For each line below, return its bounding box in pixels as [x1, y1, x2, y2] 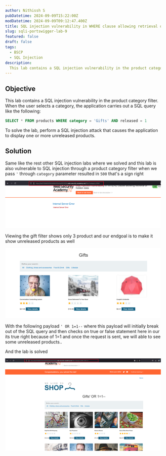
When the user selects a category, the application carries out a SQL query [5, 103, 156, 109]
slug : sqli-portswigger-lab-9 [5, 29, 68, 34]
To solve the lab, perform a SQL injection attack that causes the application [5, 127, 158, 133]
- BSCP [9, 50, 23, 55]
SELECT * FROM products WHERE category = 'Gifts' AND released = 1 [5, 118, 147, 123]
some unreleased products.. [5, 339, 63, 344]
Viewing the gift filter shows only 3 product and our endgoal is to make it [5, 233, 153, 239]
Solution [5, 147, 32, 156]
